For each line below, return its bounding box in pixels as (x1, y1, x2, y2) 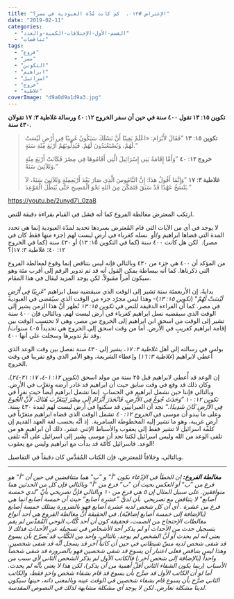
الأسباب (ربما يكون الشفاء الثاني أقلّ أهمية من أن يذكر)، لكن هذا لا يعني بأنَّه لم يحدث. (8, 562, 226, 569)
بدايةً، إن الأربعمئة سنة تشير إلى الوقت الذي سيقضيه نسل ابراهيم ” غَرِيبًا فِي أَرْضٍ (8, 287, 214, 295)
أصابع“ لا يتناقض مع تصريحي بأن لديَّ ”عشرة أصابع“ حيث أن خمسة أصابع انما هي (8, 495, 216, 503)
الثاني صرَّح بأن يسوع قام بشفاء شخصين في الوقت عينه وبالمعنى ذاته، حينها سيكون (8, 576, 220, 584)
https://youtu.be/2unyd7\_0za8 (8, 196, 97, 205)
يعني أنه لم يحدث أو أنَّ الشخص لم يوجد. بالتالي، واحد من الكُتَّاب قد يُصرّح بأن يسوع (8, 532, 221, 540)
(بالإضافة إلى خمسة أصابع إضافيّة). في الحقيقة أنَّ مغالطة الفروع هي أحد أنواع (8, 509, 207, 518)
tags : (8, 42, 24, 49)
